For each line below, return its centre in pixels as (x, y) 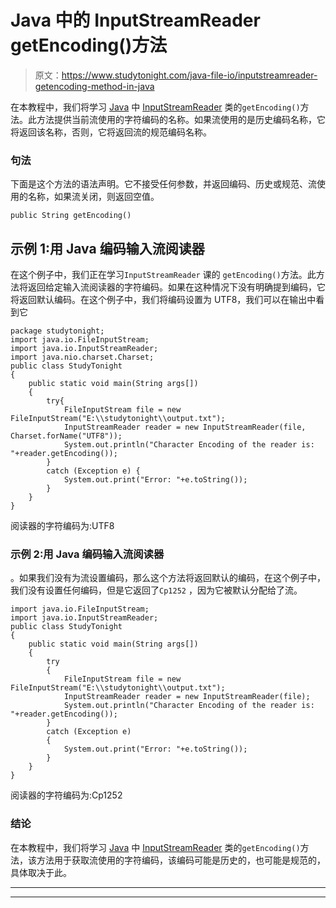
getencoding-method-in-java (94, 86)
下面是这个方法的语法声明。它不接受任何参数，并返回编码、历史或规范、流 (163, 184)
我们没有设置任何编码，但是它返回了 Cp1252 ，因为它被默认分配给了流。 (156, 590)
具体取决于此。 (41, 872)
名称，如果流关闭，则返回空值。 (93, 197)
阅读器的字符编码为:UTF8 (62, 526)
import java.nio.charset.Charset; (82, 357)
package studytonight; (57, 331)
